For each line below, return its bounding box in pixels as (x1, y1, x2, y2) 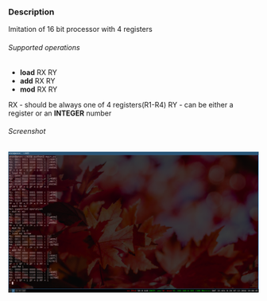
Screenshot (8, 127, 46, 136)
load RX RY (19, 67, 57, 77)
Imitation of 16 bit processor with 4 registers (8, 25, 153, 34)
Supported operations (8, 42, 81, 52)
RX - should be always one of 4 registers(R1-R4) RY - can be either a (8, 100, 234, 109)
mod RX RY (19, 84, 58, 94)
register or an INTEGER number (8, 108, 112, 118)
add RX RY (19, 76, 56, 85)
